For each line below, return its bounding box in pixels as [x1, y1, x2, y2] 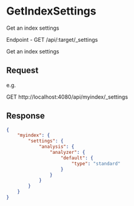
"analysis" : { [38, 144, 75, 150]
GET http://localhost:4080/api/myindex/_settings [6, 93, 129, 101]
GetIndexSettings [6, 4, 96, 18]
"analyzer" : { [49, 150, 85, 156]
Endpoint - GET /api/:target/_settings [6, 36, 98, 43]
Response [6, 111, 45, 121]
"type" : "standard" [71, 161, 121, 167]
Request [6, 65, 39, 76]
